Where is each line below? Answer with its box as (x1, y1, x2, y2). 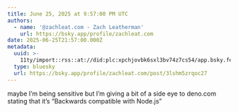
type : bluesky (13, 63, 55, 70)
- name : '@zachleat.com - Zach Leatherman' (13, 23, 144, 30)
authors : (7, 17, 33, 24)
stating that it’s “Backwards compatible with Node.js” (7, 96, 162, 105)
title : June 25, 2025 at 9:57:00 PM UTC (7, 10, 129, 18)
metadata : (7, 43, 37, 50)
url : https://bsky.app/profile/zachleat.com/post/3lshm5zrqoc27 (13, 69, 208, 77)
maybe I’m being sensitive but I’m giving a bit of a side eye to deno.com (7, 89, 217, 98)
